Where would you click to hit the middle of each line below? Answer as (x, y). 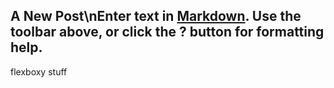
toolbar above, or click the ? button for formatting (167, 32)
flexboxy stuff (39, 71)
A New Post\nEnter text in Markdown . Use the (156, 16)
